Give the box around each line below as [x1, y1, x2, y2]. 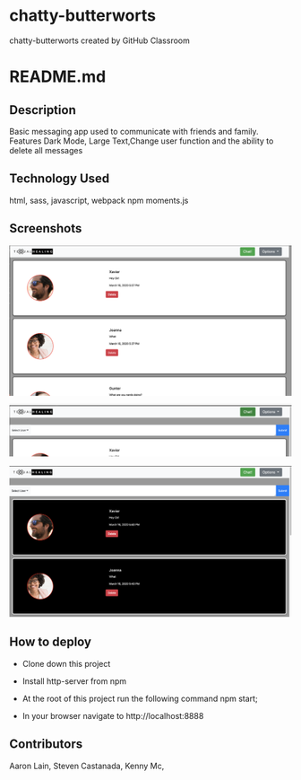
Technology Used [9, 171, 110, 187]
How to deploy [9, 635, 92, 650]
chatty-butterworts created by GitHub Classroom [9, 35, 190, 46]
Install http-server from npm [21, 675, 127, 687]
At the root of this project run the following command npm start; [21, 693, 258, 704]
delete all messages [9, 145, 83, 155]
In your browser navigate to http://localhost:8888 [21, 710, 204, 721]
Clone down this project [21, 658, 111, 669]
